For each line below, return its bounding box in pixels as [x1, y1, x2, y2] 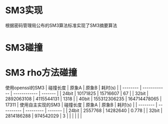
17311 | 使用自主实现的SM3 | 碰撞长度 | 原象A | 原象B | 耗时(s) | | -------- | [5, 102, 158, 108]
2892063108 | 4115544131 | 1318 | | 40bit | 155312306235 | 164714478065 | [5, 96, 162, 102]
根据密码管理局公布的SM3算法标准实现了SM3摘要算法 [5, 22, 118, 28]
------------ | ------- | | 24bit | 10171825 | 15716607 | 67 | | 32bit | [13, 91, 149, 97]
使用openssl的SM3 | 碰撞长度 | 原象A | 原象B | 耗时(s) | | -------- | [5, 85, 142, 91]
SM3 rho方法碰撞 [5, 67, 77, 78]
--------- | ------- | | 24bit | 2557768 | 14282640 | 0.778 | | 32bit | [25, 107, 162, 114]
